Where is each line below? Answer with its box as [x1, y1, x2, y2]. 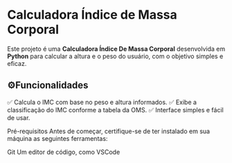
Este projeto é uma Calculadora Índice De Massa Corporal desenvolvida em [7, 44, 226, 53]
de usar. [7, 113, 30, 121]
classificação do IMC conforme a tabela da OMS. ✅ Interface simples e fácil [7, 105, 224, 114]
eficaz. [7, 59, 27, 67]
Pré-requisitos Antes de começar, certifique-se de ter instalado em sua [7, 127, 210, 135]
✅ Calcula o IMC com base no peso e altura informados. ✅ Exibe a [7, 98, 197, 106]
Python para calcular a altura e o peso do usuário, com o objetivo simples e [7, 52, 224, 60]
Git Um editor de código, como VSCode [7, 148, 121, 156]
